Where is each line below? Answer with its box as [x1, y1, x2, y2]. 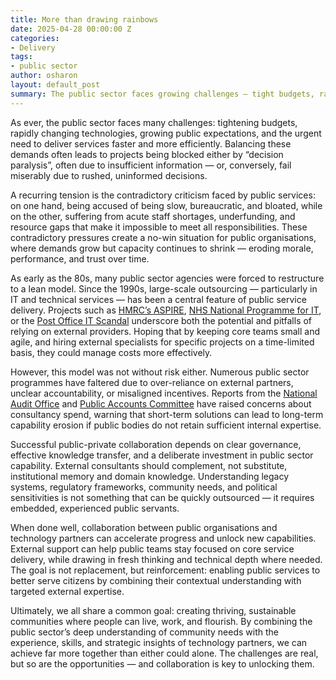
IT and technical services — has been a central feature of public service [10, 293, 307, 305]
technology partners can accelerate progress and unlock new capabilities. [10, 532, 317, 544]
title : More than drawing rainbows [10, 14, 159, 25]
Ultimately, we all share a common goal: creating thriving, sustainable [10, 604, 297, 616]
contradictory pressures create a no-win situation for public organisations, [10, 231, 317, 243]
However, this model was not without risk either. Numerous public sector [10, 366, 310, 378]
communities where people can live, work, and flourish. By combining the [10, 615, 313, 627]
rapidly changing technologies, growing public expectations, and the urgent [10, 127, 322, 139]
